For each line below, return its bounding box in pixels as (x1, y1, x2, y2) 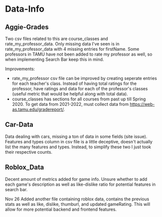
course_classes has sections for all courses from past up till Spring (12, 96, 146, 102)
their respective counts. (5, 149, 52, 155)
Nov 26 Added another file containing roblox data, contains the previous (5, 196, 149, 202)
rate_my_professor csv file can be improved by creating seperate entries (12, 76, 157, 81)
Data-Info (5, 3, 45, 15)
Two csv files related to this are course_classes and (5, 36, 108, 41)
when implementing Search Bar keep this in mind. (5, 57, 104, 62)
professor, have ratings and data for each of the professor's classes (12, 86, 148, 91)
